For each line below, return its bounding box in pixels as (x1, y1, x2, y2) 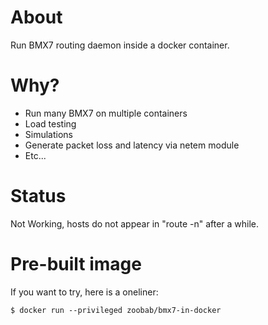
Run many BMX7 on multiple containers (24, 107, 188, 119)
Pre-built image (10, 253, 142, 275)
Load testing (24, 117, 77, 130)
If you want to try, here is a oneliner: (10, 286, 159, 298)
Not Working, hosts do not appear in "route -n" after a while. (10, 217, 260, 230)
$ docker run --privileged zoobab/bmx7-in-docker (10, 305, 222, 315)
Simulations (24, 128, 73, 140)
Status (10, 185, 67, 208)
